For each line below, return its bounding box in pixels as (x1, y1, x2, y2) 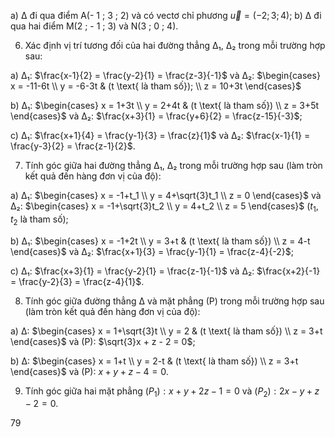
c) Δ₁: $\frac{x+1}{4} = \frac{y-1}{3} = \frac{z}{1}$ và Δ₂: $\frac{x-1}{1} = (10, 130, 311, 141)
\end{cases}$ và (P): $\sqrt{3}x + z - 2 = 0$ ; (10, 335, 196, 347)
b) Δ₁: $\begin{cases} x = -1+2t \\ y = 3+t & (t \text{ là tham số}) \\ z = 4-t (10, 235, 311, 247)
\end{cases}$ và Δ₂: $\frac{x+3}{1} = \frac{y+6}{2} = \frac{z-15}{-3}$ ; (10, 110, 303, 122)
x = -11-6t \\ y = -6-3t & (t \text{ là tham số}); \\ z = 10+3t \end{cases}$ (10, 80, 302, 92)
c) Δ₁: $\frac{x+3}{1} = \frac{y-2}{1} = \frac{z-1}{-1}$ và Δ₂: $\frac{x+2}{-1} (10, 265, 321, 277)
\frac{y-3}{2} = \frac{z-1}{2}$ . (10, 140, 136, 152)
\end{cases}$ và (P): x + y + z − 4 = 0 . (10, 365, 169, 377)
